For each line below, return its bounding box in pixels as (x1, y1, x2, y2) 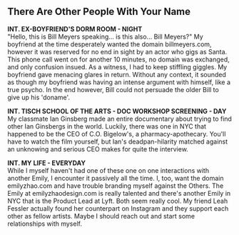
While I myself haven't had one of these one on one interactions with (7, 166, 209, 174)
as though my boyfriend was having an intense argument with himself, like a (7, 78, 230, 86)
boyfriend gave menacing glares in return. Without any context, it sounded (7, 70, 227, 79)
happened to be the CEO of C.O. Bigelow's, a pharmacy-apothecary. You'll (7, 129, 226, 138)
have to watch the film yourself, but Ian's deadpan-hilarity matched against (7, 137, 228, 146)
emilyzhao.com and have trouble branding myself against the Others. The (7, 181, 224, 190)
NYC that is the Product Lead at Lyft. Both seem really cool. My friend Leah (7, 196, 228, 205)
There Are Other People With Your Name (7, 6, 191, 18)
